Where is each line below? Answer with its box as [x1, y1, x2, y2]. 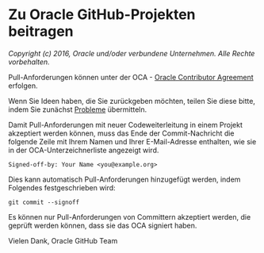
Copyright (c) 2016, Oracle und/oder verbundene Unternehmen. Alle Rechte [8, 48, 255, 58]
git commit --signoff [8, 198, 80, 206]
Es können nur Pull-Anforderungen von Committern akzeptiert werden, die [8, 212, 251, 221]
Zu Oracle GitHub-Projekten [8, 6, 196, 24]
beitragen [8, 22, 74, 40]
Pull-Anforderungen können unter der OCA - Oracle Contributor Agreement [8, 72, 254, 82]
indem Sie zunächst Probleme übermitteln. [8, 105, 147, 114]
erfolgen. [8, 81, 38, 90]
